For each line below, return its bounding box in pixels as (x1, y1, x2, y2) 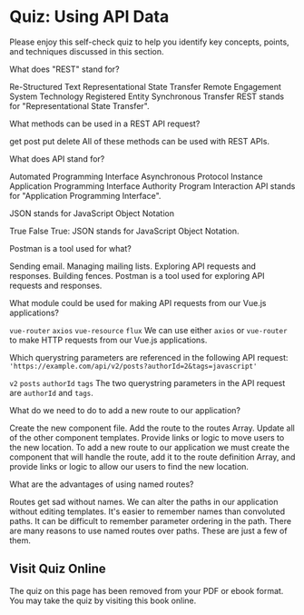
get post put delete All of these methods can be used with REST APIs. (9, 135, 270, 146)
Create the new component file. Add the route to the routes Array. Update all (9, 422, 295, 433)
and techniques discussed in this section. (9, 45, 165, 56)
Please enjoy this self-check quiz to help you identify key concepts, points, (9, 36, 289, 47)
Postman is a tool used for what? (9, 243, 132, 253)
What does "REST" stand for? (9, 64, 120, 74)
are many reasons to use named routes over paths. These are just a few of (9, 525, 288, 536)
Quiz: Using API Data (9, 6, 170, 27)
